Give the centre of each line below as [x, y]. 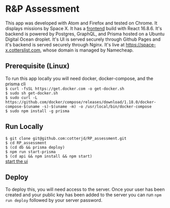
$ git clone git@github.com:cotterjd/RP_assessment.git [66, 138]
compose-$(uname [22, 107]
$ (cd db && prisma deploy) [35, 147]
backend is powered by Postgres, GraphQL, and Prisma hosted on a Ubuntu [85, 34]
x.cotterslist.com [23, 50]
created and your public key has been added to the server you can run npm [83, 195]
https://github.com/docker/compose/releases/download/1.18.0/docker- [81, 102]
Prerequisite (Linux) [38, 66]
